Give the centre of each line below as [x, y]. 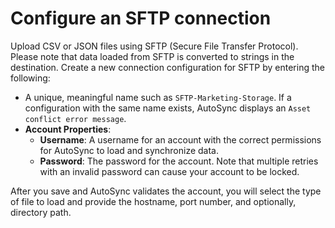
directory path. [41, 212]
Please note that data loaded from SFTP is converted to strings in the [152, 56]
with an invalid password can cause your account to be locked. [169, 171]
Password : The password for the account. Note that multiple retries [179, 161]
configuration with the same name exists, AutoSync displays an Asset [168, 108]
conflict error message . [75, 118]
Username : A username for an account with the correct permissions [180, 139]
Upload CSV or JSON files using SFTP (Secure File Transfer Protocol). [154, 46]
